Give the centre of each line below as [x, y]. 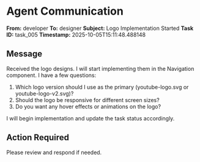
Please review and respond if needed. [54, 152]
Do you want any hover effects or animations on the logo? [88, 106]
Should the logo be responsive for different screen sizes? [87, 100]
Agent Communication [65, 11]
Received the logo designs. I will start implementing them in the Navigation [100, 68]
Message [24, 54]
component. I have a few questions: [51, 75]
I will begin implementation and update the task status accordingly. [91, 118]
